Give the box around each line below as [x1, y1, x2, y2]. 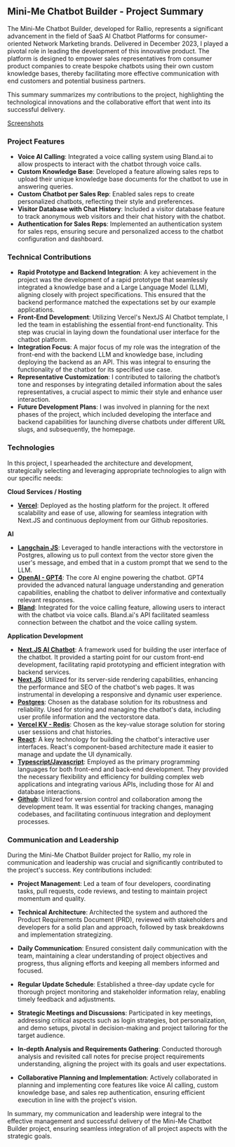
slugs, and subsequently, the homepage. [17, 425, 135, 433]
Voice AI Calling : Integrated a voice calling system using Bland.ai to [17, 153, 214, 161]
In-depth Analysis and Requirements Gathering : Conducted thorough [17, 1045, 222, 1053]
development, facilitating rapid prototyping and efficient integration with [17, 660, 226, 668]
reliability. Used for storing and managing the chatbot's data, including [17, 705, 221, 714]
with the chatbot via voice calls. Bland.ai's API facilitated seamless [17, 610, 210, 619]
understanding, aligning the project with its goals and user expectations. [17, 1060, 227, 1068]
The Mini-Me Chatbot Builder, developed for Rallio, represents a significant [7, 24, 223, 32]
